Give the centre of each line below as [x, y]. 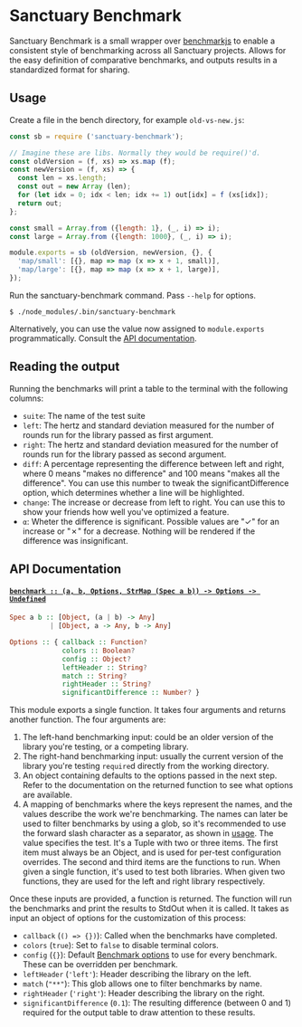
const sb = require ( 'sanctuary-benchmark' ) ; [96, 137]
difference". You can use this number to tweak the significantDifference [156, 483]
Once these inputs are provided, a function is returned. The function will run [151, 899]
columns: [27, 398]
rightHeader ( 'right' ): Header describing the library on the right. [143, 994]
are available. [47, 795]
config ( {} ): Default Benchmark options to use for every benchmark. [150, 955]
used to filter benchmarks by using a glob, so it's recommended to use [154, 823]
